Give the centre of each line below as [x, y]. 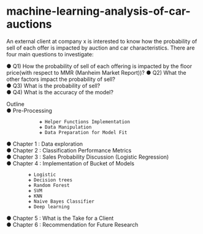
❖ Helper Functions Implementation [85, 122]
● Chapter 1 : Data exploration [45, 144]
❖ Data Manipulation [65, 127]
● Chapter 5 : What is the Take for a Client [60, 218]
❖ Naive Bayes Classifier [62, 201]
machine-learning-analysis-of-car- [99, 11]
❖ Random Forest [49, 185]
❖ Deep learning [49, 206]
